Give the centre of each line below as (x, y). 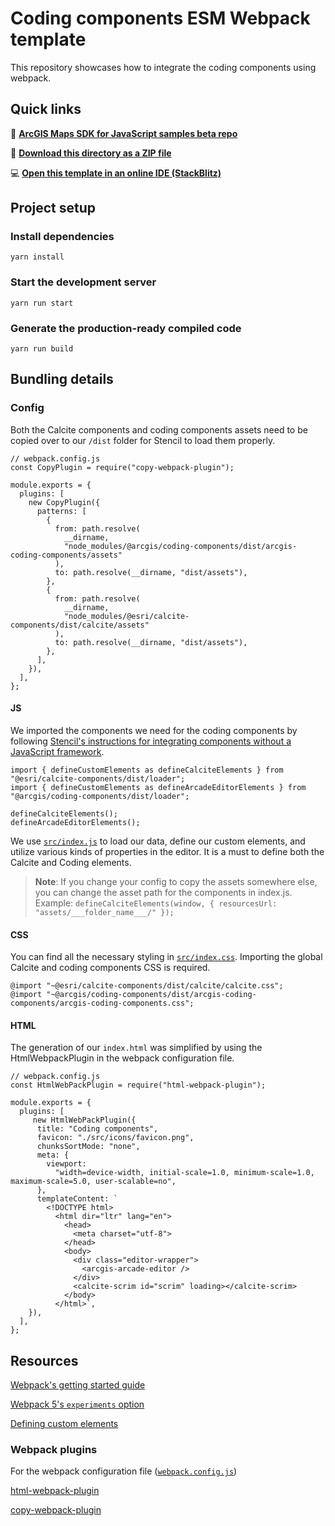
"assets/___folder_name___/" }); (104, 912)
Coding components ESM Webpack (160, 18)
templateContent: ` (77, 1199)
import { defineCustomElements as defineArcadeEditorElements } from (158, 787)
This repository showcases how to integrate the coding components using (163, 67)
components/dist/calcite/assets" (80, 625)
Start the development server (83, 282)
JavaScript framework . (57, 751)
